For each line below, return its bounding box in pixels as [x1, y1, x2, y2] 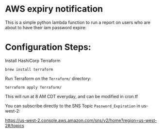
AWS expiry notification [5, 3, 103, 15]
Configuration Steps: [5, 42, 91, 53]
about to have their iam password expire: [5, 24, 87, 30]
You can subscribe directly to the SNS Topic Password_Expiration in [5, 103, 141, 109]
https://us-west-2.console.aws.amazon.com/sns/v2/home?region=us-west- [5, 117, 157, 123]
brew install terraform [5, 67, 53, 72]
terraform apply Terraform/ [5, 85, 62, 90]
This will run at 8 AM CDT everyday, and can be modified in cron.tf [5, 93, 138, 99]
